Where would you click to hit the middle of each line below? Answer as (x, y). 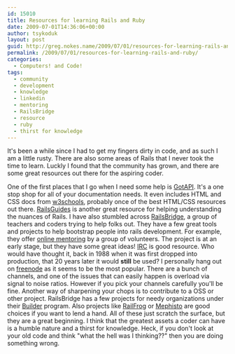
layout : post (26, 40)
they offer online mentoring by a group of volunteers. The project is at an (112, 239)
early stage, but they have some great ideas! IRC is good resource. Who (111, 247)
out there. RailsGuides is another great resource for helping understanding (114, 209)
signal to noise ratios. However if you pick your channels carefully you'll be (115, 284)
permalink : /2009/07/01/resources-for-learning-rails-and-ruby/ (103, 53)
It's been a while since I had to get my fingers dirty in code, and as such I (113, 151)
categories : (24, 60)
